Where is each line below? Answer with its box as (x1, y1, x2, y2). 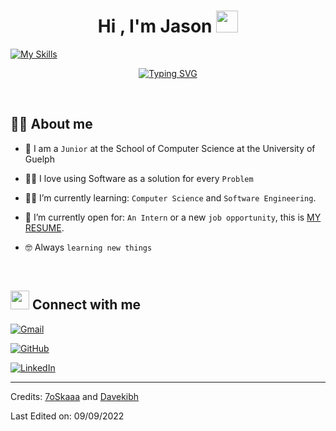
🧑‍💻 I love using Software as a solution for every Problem (24, 172, 254, 184)
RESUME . (24, 221, 65, 234)
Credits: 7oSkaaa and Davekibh (10, 390, 140, 402)
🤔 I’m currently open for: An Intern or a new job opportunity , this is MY (24, 211, 322, 223)
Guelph (24, 153, 55, 165)
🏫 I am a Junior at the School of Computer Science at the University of (24, 142, 316, 154)
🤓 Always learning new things (24, 241, 153, 253)
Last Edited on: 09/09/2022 (10, 410, 125, 422)
